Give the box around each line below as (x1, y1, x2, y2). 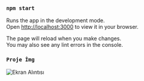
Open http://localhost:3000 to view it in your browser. (6, 23, 139, 31)
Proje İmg (6, 56, 35, 63)
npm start (6, 5, 35, 11)
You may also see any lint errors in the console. (6, 41, 123, 49)
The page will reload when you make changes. (6, 35, 122, 42)
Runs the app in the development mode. (6, 17, 105, 24)
